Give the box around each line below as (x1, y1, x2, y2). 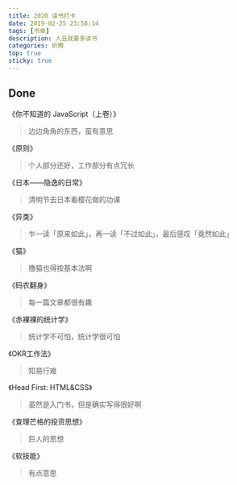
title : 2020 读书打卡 (8, 11, 77, 20)
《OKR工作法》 (8, 348, 55, 359)
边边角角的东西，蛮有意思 (27, 126, 114, 135)
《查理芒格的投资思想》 (8, 417, 86, 426)
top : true (8, 49, 42, 57)
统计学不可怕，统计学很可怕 (27, 331, 121, 341)
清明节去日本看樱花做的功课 (27, 194, 121, 204)
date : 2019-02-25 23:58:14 (8, 19, 99, 27)
